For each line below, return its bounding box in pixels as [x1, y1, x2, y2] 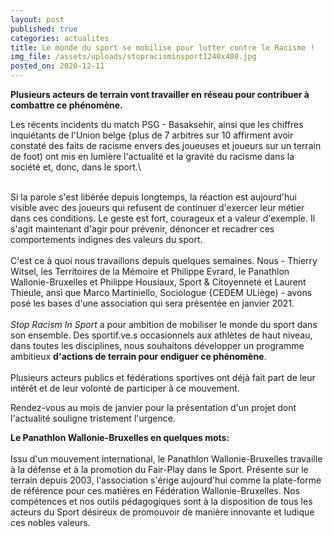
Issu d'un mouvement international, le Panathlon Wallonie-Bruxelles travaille [10, 453, 323, 465]
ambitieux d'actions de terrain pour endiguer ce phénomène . [10, 351, 267, 362]
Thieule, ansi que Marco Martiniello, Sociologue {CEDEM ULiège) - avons [10, 287, 313, 298]
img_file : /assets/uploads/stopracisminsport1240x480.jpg [10, 52, 257, 62]
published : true [10, 24, 78, 34]
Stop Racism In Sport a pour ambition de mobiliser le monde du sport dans [10, 319, 318, 330]
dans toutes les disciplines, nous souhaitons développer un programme [10, 340, 305, 351]
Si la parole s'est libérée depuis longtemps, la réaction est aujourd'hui [10, 191, 297, 203]
